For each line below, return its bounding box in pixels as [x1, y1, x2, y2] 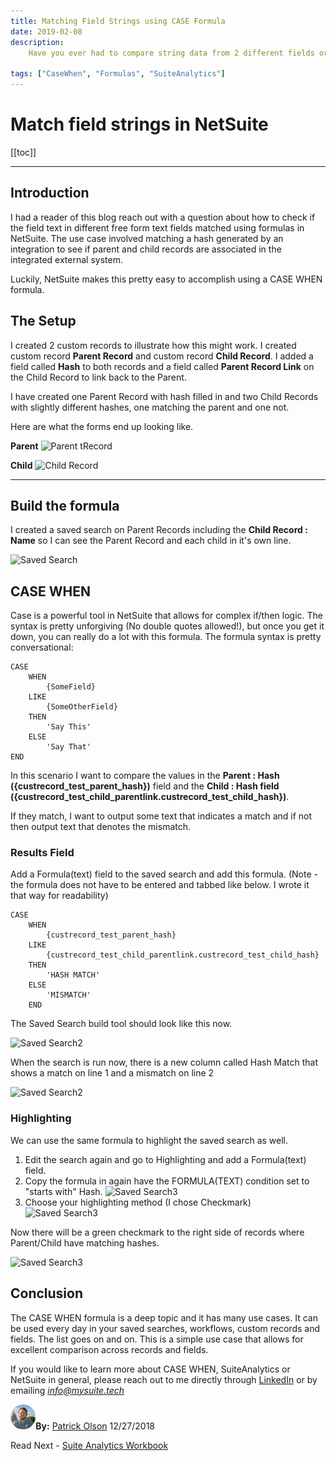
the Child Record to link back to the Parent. [10, 371, 187, 383]
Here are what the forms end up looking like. [10, 420, 194, 432]
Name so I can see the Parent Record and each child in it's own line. [10, 535, 292, 547]
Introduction [10, 185, 90, 202]
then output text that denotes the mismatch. [10, 821, 192, 833]
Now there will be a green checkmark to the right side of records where [10, 1226, 305, 1238]
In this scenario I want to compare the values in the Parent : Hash [10, 770, 280, 782]
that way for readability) [10, 890, 109, 902]
